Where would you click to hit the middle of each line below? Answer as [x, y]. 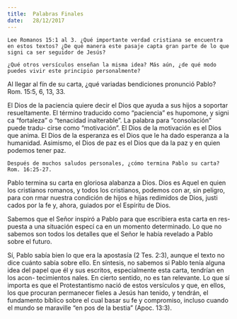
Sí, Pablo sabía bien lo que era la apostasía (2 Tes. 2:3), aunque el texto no [116, 255]
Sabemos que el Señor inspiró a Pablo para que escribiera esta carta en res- [119, 219]
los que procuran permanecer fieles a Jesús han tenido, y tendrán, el [108, 292]
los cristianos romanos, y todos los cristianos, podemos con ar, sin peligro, [116, 190]
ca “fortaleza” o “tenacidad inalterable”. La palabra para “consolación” [110, 120]
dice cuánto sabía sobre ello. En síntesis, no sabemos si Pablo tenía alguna [116, 262]
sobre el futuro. [30, 241]
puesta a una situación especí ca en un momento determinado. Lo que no [115, 226]
